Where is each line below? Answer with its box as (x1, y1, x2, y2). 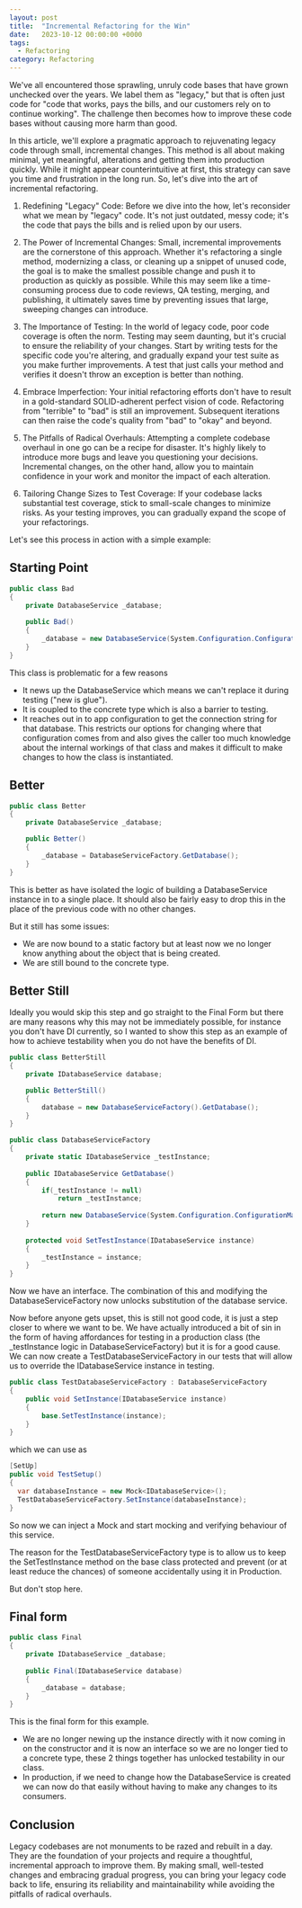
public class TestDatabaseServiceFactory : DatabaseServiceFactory (9, 1378, 268, 1387)
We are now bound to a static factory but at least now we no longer (22, 938, 272, 949)
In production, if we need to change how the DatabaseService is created (22, 1772, 291, 1783)
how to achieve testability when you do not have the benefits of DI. (9, 1036, 257, 1047)
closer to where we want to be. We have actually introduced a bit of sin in (9, 1323, 281, 1333)
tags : (9, 38, 30, 48)
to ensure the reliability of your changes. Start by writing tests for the (22, 341, 279, 351)
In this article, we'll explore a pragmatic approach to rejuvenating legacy (9, 136, 277, 146)
